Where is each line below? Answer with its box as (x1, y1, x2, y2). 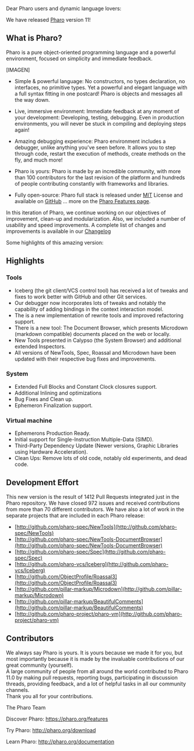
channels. (6, 686, 30, 693)
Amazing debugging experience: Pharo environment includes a (14, 138, 166, 145)
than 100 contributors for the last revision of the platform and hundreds (14, 174, 185, 181)
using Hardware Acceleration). (14, 448, 89, 455)
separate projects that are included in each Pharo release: (6, 512, 145, 519)
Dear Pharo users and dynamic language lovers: (6, 5, 122, 12)
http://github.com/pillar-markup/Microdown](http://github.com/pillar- (16, 585, 182, 592)
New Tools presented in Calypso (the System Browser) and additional (14, 337, 182, 344)
